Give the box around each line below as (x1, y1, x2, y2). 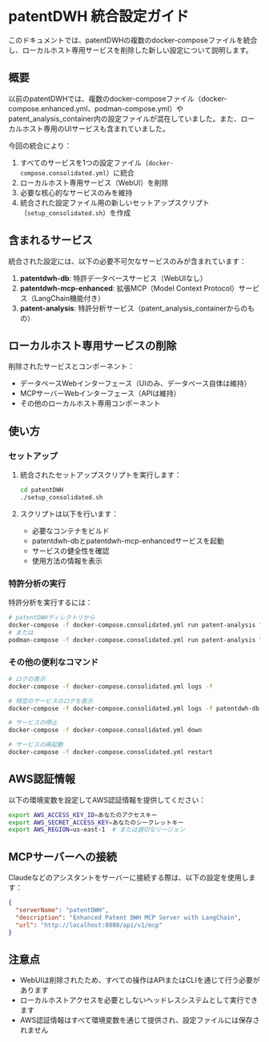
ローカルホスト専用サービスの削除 (8, 339, 177, 352)
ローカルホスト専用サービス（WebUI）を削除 (19, 178, 169, 187)
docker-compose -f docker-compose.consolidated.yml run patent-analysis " (8, 621, 263, 629)
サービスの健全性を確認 (31, 546, 110, 555)
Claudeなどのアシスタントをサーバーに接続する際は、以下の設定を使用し (8, 873, 249, 883)
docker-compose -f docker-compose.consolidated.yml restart (8, 748, 214, 756)
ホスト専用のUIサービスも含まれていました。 (22, 123, 170, 133)
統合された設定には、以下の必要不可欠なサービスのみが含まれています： (8, 256, 247, 266)
